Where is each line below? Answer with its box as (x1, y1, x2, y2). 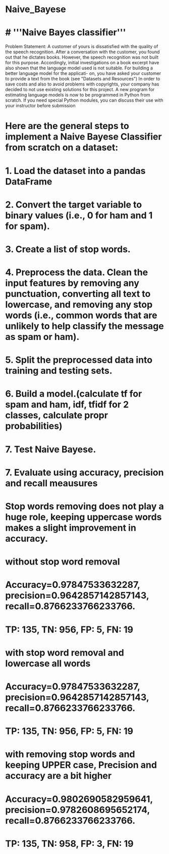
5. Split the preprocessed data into (5, 354, 153, 366)
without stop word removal (5, 556, 120, 568)
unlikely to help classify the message (5, 320, 164, 332)
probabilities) (5, 420, 63, 432)
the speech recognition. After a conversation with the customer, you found (5, 49, 160, 55)
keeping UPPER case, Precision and (5, 759, 157, 771)
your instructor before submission (5, 103, 76, 109)
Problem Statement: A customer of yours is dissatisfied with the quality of (5, 44, 158, 50)
